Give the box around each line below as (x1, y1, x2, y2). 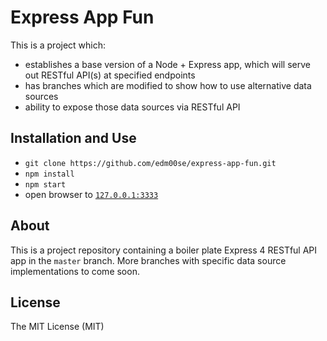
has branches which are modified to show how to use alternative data (24, 79, 312, 91)
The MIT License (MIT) (10, 321, 105, 333)
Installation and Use (10, 130, 137, 147)
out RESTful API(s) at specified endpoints (24, 69, 196, 81)
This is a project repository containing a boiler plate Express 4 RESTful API (10, 244, 318, 256)
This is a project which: (10, 39, 107, 51)
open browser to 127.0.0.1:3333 (24, 188, 159, 200)
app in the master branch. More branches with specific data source (10, 254, 287, 266)
